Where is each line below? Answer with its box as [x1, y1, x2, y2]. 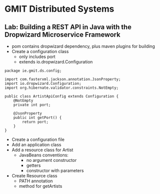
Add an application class [11, 142, 62, 147]
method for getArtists [19, 183, 62, 189]
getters [26, 162, 41, 168]
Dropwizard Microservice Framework [4, 30, 121, 39]
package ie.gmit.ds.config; [4, 68, 62, 73]
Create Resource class [11, 173, 57, 178]
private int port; [13, 102, 51, 107]
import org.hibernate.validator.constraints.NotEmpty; [4, 85, 119, 90]
